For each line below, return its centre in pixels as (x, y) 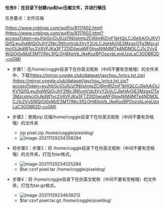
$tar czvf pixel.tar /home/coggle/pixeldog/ (62, 169)
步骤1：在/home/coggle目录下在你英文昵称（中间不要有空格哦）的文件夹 (85, 69)
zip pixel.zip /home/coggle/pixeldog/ (57, 133)
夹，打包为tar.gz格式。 (35, 185)
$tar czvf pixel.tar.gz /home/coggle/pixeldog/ (65, 200)
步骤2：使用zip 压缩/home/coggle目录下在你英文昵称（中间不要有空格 (83, 117)
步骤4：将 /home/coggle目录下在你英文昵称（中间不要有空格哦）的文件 (84, 179)
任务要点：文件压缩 (25, 18)
